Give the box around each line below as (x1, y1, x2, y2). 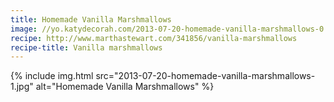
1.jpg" (10, 81, 34, 93)
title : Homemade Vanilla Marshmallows (10, 14, 172, 25)
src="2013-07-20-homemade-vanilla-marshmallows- (95, 70, 316, 82)
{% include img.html (10, 70, 94, 82)
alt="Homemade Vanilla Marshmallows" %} (35, 81, 215, 93)
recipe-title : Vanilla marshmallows (10, 42, 163, 53)
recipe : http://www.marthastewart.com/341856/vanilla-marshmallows (10, 33, 298, 43)
